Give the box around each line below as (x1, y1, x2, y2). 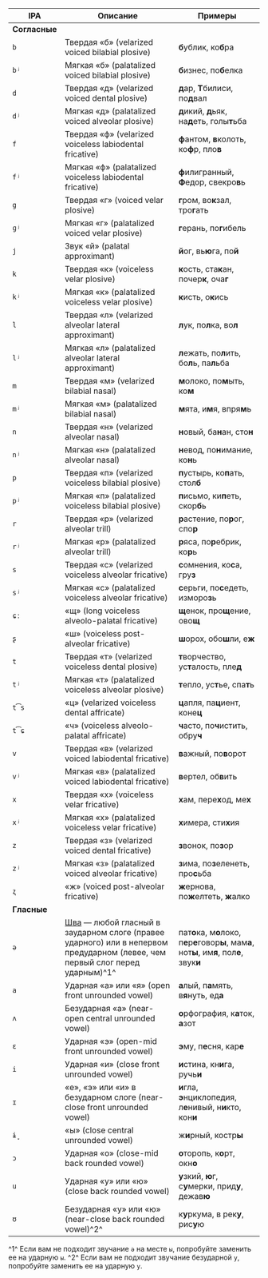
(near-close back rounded (65, 1214, 165, 1224)
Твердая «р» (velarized (65, 513, 154, 524)
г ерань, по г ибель (178, 223, 246, 233)
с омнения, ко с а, (178, 559, 242, 570)
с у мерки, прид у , (178, 1180, 243, 1192)
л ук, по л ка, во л (178, 320, 238, 330)
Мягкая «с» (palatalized (65, 583, 156, 593)
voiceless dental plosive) (65, 661, 158, 672)
